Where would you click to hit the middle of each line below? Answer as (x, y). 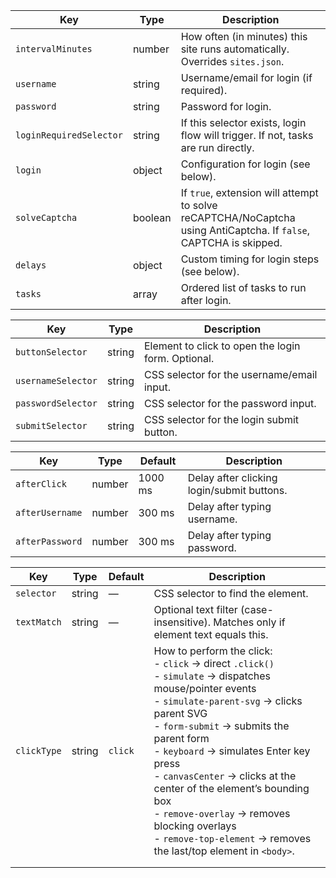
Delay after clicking (232, 477)
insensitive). (182, 622)
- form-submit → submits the (221, 726)
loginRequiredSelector (69, 135)
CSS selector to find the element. (231, 593)
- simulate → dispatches (212, 676)
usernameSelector (56, 380)
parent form (181, 738)
